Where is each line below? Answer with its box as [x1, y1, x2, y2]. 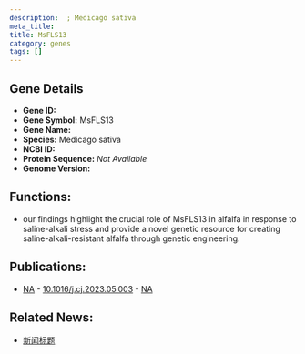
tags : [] [9, 47, 43, 56]
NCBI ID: [22, 143, 56, 155]
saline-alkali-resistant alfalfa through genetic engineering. [22, 233, 240, 244]
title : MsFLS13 [9, 30, 67, 39]
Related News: [9, 309, 94, 325]
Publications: [9, 259, 86, 275]
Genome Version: [22, 163, 91, 174]
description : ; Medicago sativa [9, 13, 137, 23]
